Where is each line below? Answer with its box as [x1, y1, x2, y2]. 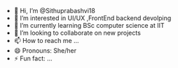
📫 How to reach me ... [13, 37, 79, 44]
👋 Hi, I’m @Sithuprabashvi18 [13, 7, 96, 15]
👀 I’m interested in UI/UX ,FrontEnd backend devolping [13, 14, 172, 22]
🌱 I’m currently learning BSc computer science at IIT [13, 22, 165, 29]
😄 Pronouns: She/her [13, 46, 77, 55]
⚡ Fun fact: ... [13, 54, 53, 62]
